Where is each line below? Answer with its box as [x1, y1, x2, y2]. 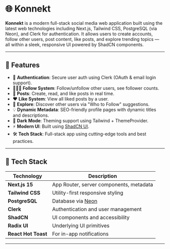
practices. [12, 138, 34, 144]
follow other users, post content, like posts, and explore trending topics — [5, 36, 159, 42]
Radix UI [8, 222, 28, 229]
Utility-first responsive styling [52, 189, 123, 196]
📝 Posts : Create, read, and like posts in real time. [12, 90, 115, 96]
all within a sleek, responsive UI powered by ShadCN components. [5, 41, 144, 47]
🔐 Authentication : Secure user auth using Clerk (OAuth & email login [12, 74, 156, 80]
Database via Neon [52, 197, 98, 205]
